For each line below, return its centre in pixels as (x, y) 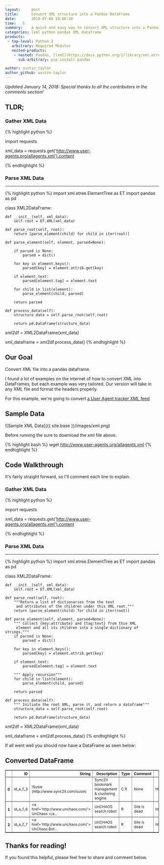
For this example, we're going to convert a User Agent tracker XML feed (77, 398)
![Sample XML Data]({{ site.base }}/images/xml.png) (58, 426)
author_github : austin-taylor (36, 73)
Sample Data (25, 414)
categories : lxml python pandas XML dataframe (53, 32)
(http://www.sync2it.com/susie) (59, 791)
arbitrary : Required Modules (41, 46)
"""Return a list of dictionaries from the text (64, 602)
